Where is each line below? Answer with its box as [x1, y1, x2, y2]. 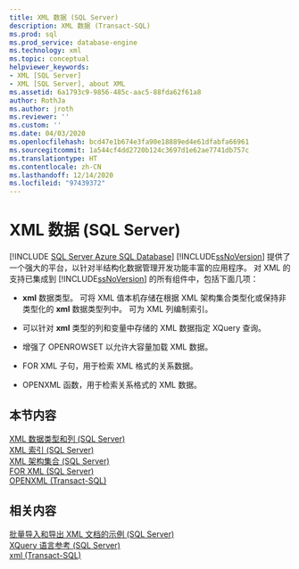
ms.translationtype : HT [9, 153, 98, 163]
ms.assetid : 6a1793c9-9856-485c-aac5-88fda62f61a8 [9, 87, 202, 96]
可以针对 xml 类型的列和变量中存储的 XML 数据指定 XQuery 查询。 [21, 323, 266, 334]
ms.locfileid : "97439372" [9, 179, 105, 188]
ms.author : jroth [9, 104, 74, 113]
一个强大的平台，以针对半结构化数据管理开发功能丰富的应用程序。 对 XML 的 [9, 262, 291, 273]
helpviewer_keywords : [9, 63, 90, 72]
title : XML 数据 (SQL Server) [9, 12, 119, 22]
